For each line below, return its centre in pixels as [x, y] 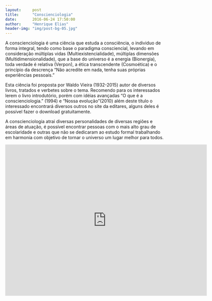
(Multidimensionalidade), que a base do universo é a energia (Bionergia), [81, 59]
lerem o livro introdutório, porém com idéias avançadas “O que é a [74, 96]
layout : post [23, 10]
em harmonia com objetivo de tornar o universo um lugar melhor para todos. [84, 138]
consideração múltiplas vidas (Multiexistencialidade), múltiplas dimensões [82, 54]
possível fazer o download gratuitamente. [48, 112]
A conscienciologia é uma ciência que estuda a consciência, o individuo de [83, 43]
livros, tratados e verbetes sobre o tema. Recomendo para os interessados [83, 90]
